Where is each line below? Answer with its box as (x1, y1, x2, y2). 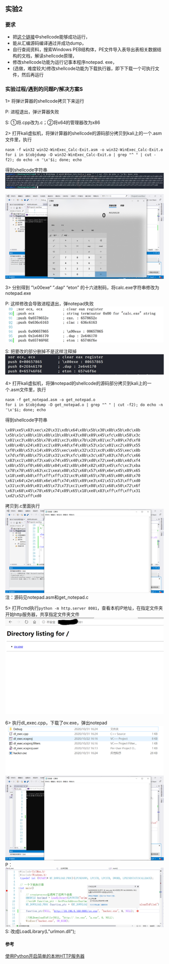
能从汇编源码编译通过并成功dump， (12, 40, 87, 46)
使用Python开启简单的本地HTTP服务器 (5, 953, 84, 959)
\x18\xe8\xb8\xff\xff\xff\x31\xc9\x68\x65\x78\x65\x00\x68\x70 (5, 473, 141, 478)
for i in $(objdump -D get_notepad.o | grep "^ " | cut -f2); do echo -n (5, 402, 163, 407)
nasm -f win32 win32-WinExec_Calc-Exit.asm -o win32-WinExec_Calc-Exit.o (5, 147, 163, 152)
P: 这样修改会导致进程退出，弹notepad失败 (5, 300, 94, 307)
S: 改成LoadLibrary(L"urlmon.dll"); (5, 929, 76, 935)
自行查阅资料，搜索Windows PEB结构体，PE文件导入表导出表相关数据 (12, 46, 157, 52)
